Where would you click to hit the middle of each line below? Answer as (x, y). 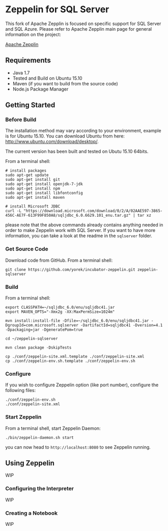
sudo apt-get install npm (33, 189)
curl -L (13, 211)
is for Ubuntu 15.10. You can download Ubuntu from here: (65, 136)
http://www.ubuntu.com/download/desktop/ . (52, 142)
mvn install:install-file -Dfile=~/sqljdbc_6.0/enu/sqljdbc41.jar (77, 321)
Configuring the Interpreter (40, 489)
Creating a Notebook (31, 513)
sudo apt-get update (27, 175)
